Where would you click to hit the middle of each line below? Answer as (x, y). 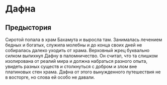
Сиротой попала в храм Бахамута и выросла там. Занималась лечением (84, 39)
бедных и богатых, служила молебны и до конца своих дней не (74, 45)
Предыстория (28, 28)
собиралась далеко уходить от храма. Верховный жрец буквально (77, 50)
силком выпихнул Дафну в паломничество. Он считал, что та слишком (81, 56)
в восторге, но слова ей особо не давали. (50, 77)
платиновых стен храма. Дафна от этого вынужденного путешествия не (83, 72)
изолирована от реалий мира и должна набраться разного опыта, (76, 61)
